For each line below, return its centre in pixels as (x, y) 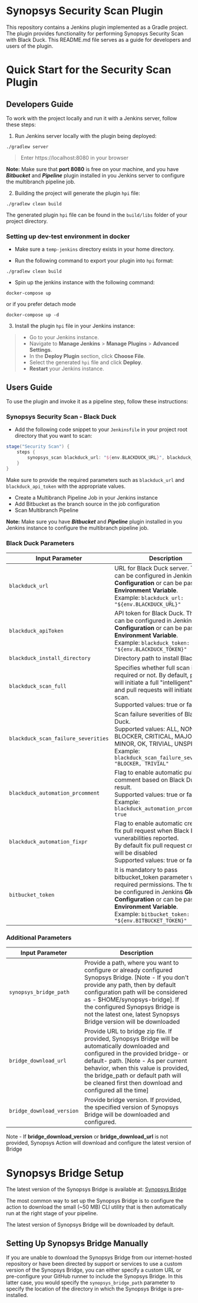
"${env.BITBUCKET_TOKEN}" (151, 921)
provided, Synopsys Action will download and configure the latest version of (99, 1143)
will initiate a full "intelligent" (154, 682)
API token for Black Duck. (150, 613)
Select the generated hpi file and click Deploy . (86, 362)
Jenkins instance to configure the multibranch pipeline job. (77, 528)
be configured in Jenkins (149, 892)
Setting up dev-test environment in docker (68, 236)
